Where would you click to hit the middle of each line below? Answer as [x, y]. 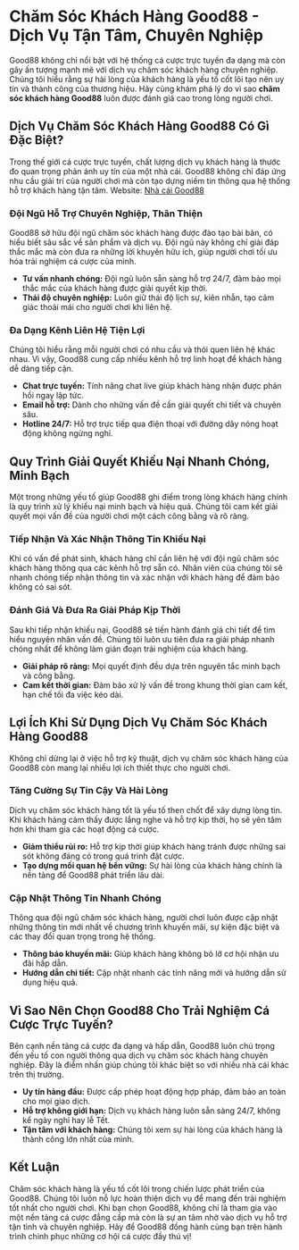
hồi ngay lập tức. [53, 396]
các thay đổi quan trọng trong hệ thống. [83, 936]
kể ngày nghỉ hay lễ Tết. [66, 1120]
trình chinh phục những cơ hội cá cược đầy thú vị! [100, 1236]
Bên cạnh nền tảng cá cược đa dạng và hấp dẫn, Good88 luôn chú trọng [142, 1045]
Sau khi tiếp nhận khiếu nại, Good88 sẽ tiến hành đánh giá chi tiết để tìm [142, 629]
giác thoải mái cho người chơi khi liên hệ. [97, 307]
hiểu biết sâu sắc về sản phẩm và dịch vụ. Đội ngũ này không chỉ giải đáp [144, 242]
